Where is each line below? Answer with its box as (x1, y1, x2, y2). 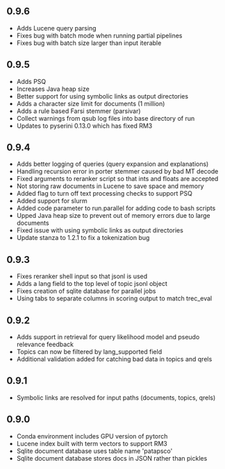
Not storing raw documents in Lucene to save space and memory (16, 182, 204, 190)
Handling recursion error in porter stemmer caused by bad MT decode (16, 167, 219, 176)
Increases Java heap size (16, 85, 90, 93)
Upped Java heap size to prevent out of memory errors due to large (16, 212, 210, 220)
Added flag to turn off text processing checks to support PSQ (16, 189, 192, 198)
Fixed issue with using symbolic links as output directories (16, 226, 183, 235)
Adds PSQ (16, 77, 47, 85)
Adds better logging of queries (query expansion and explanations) (16, 160, 209, 169)
